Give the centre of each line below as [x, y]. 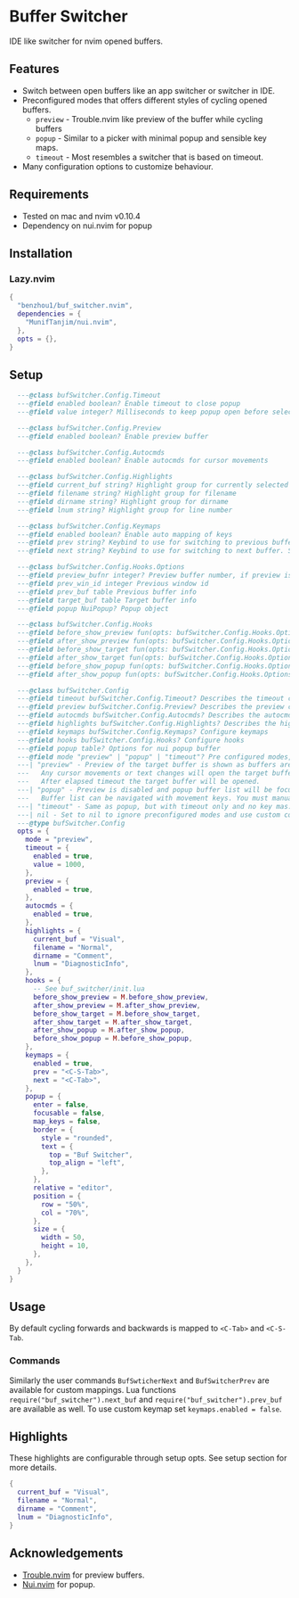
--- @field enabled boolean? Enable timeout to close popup [129, 404]
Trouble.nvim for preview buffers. [83, 1575]
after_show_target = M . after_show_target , [113, 1022]
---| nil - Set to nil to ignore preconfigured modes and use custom [149, 815]
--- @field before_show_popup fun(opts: [91, 666]
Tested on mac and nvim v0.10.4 [81, 216]
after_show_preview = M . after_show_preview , [117, 1005]
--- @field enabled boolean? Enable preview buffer [113, 436]
